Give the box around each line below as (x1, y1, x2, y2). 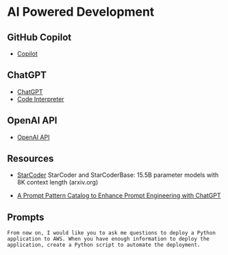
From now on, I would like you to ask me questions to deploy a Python (7, 230, 216, 236)
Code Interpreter (16, 95, 64, 103)
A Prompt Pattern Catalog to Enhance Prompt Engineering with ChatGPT (16, 191, 221, 199)
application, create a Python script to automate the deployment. (7, 241, 201, 249)
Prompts (7, 211, 45, 223)
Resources (7, 153, 54, 165)
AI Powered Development (7, 4, 155, 20)
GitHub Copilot (7, 32, 72, 43)
